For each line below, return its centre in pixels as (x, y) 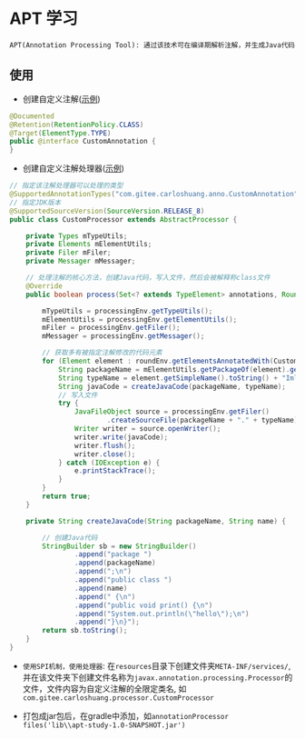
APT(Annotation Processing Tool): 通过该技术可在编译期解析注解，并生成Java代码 (152, 45)
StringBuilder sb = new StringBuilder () (119, 546)
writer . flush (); (105, 445)
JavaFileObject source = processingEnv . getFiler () (172, 412)
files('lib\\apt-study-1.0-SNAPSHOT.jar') (104, 725)
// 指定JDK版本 (35, 202)
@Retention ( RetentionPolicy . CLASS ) (77, 125)
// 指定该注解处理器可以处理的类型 (66, 186)
